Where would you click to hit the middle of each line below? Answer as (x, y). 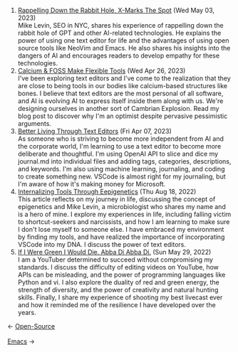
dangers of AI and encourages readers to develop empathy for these (118, 55)
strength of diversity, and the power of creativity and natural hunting (118, 290)
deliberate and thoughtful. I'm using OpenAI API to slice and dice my (118, 154)
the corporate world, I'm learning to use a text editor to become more (119, 146)
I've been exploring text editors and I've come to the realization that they (124, 78)
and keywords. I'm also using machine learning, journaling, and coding (121, 169)
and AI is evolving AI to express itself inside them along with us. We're (120, 101)
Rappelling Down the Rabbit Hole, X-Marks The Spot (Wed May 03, (116, 10)
